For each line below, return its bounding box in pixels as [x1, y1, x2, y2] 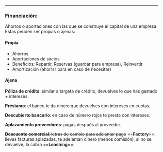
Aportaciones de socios [12, 56, 60, 61]
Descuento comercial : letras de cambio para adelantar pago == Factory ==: [5, 131, 156, 137]
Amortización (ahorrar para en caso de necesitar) [12, 66, 112, 72]
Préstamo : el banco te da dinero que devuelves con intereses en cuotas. [5, 103, 150, 109]
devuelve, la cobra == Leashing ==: [5, 141, 75, 147]
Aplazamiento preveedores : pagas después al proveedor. [5, 121, 121, 127]
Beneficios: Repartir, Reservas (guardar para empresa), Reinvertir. [12, 61, 144, 67]
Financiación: [5, 12, 38, 19]
